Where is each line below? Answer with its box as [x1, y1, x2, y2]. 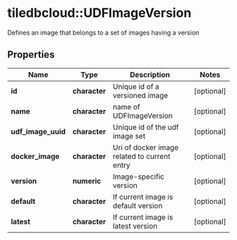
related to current [112, 151, 171, 161]
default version [112, 200, 163, 210]
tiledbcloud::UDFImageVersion [7, 5, 192, 21]
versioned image [112, 90, 169, 100]
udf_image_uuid [11, 126, 66, 136]
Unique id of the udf [112, 122, 179, 132]
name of [112, 102, 140, 112]
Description [129, 69, 171, 79]
